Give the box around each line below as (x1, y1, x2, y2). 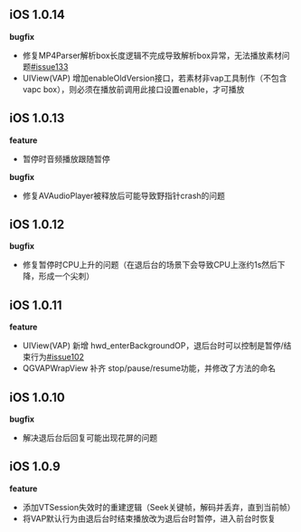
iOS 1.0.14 (9, 7, 65, 23)
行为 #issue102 (30, 352, 84, 363)
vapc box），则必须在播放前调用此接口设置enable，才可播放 (22, 83, 245, 94)
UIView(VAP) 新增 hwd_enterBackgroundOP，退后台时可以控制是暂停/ (22, 340, 284, 351)
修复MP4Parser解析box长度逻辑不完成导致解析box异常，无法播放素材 (22, 50, 282, 61)
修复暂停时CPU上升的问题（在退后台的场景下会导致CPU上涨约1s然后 (22, 260, 278, 271)
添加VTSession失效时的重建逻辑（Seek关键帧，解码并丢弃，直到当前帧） (22, 501, 296, 512)
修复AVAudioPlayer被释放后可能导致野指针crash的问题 (22, 190, 226, 201)
